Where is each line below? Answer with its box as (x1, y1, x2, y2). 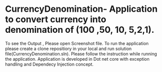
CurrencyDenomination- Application (5, 3, 158, 15)
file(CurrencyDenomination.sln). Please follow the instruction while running (5, 50, 158, 57)
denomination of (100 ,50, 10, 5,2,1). (5, 24, 155, 35)
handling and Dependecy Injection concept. (5, 61, 94, 67)
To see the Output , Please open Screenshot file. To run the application (5, 40, 149, 46)
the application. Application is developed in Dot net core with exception (5, 56, 150, 62)
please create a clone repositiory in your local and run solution (5, 46, 132, 51)
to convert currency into (5, 14, 107, 25)
